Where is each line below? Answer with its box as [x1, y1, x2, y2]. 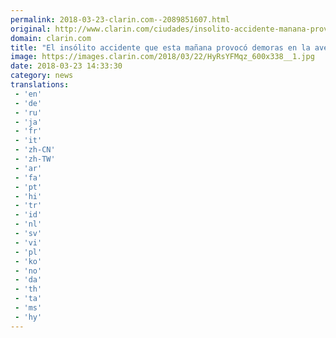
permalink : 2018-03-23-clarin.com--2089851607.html [10, 14, 230, 25]
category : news [10, 71, 74, 81]
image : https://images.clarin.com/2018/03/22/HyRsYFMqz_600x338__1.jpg [10, 52, 315, 62]
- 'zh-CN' [14, 145, 56, 155]
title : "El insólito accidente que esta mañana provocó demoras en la [10, 42, 311, 53]
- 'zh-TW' [14, 154, 56, 164]
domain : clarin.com [10, 33, 92, 43]
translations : [10, 80, 70, 90]
